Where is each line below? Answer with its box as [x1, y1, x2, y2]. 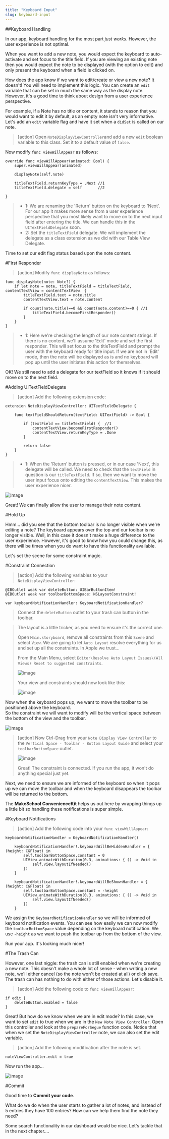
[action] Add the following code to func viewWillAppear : [17, 986, 134, 992]
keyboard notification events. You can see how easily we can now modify [5, 920, 158, 926]
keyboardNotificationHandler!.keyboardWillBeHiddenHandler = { [14, 844, 150, 849]
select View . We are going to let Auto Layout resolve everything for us [17, 639, 162, 645]
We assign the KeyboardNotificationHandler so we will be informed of [5, 915, 151, 921]
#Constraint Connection [5, 562, 55, 568]
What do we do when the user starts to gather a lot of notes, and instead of [5, 1102, 161, 1108]
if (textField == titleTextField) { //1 [23, 421, 112, 426]
